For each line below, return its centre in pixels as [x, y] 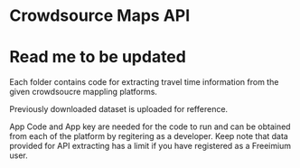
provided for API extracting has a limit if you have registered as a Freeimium [150, 146]
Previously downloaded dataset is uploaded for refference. [119, 109]
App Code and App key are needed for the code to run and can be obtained [150, 126]
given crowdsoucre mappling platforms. [84, 92]
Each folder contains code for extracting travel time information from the [144, 82]
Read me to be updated [98, 57]
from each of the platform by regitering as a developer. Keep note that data [149, 136]
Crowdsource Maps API [100, 16]
